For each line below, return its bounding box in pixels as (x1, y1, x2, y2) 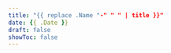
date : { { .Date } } (8, 19, 69, 26)
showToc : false (8, 33, 58, 41)
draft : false (8, 26, 51, 34)
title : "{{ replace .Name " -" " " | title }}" (8, 11, 164, 19)
